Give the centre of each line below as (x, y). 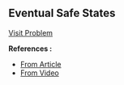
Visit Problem (31, 32)
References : (30, 49)
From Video (39, 73)
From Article (41, 64)
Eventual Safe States (62, 13)
